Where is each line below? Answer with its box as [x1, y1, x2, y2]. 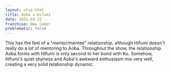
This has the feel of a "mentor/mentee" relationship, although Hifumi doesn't [5, 40, 165, 46]
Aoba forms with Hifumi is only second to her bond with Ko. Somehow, [5, 51, 153, 57]
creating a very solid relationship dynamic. [5, 61, 94, 67]
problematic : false [5, 26, 47, 31]
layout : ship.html [5, 7, 44, 13]
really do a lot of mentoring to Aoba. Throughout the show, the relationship [5, 45, 161, 51]
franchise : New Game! [5, 21, 51, 27]
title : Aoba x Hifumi [5, 12, 51, 17]
